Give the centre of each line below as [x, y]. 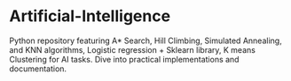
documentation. [38, 69]
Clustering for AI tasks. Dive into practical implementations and [124, 59]
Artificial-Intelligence [90, 16]
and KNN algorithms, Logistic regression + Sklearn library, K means [132, 49]
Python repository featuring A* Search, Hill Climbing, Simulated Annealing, [145, 40]
